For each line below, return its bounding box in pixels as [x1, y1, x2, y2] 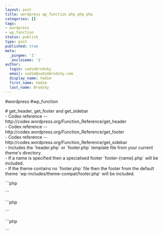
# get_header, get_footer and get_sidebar [5, 108, 89, 114]
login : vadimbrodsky [9, 67, 51, 72]
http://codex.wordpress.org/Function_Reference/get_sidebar [5, 139, 127, 145]
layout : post [5, 7, 32, 12]
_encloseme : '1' [9, 58, 43, 62]
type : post [5, 39, 27, 44]
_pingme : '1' [9, 53, 36, 58]
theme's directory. [5, 149, 42, 155]
